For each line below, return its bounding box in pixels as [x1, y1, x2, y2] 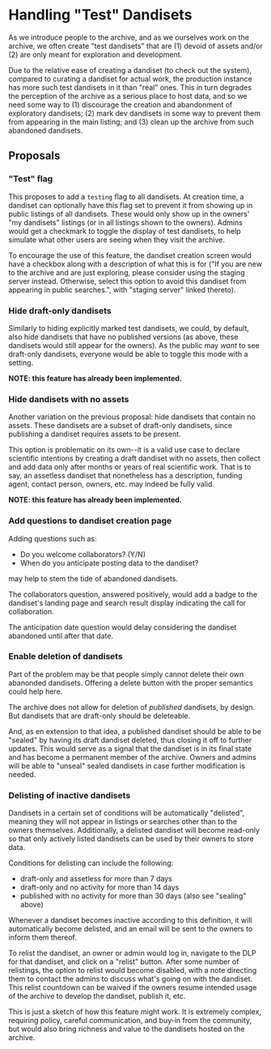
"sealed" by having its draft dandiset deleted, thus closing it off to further [8, 735, 252, 745]
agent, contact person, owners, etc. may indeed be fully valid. [8, 479, 215, 489]
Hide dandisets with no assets [8, 393, 129, 405]
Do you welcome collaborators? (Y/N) [19, 549, 146, 559]
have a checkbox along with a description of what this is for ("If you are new [8, 259, 263, 269]
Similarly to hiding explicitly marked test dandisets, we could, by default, [8, 323, 249, 333]
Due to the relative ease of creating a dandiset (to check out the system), [8, 65, 252, 74]
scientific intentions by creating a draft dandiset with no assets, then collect [8, 453, 260, 463]
